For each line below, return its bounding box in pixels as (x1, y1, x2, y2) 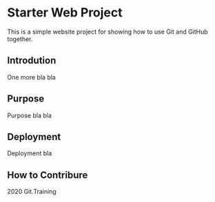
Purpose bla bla (7, 111, 52, 120)
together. (7, 34, 33, 43)
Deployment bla (7, 149, 52, 157)
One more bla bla (7, 73, 57, 81)
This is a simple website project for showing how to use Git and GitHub (7, 27, 208, 36)
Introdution (7, 55, 57, 67)
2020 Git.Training (7, 188, 57, 196)
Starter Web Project (7, 5, 123, 21)
